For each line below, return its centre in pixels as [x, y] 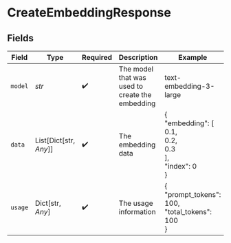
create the [135, 95]
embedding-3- [190, 86]
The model [136, 69]
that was [132, 77]
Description [138, 57]
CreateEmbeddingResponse [89, 13]
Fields [21, 38]
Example [193, 57]
